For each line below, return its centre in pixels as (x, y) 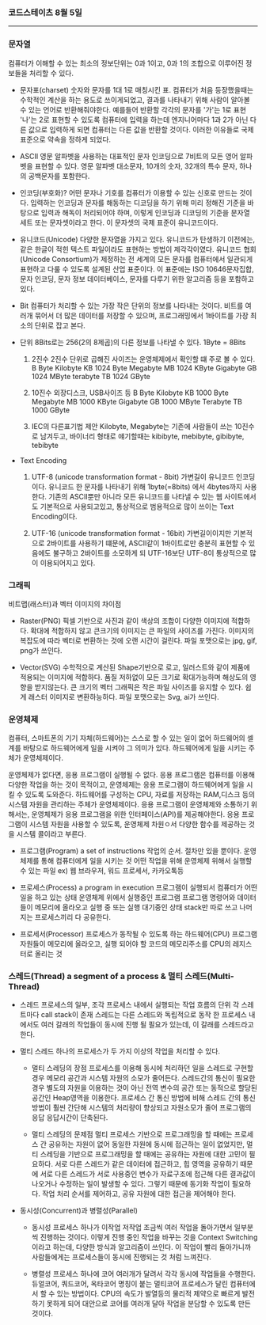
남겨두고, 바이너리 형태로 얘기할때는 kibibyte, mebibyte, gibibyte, (142, 436)
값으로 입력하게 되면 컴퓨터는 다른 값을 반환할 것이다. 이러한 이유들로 (134, 129)
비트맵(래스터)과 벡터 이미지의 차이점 (65, 604)
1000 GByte (51, 410)
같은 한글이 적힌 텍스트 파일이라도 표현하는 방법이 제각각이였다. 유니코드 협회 (138, 249)
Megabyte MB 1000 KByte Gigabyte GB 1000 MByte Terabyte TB (137, 401)
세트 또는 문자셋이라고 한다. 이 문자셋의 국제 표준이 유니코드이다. (119, 222)
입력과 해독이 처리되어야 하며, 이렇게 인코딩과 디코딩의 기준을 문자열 (146, 212)
